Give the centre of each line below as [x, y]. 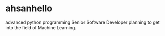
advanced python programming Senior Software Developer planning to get [82, 22]
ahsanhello [29, 9]
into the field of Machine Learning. [41, 27]
